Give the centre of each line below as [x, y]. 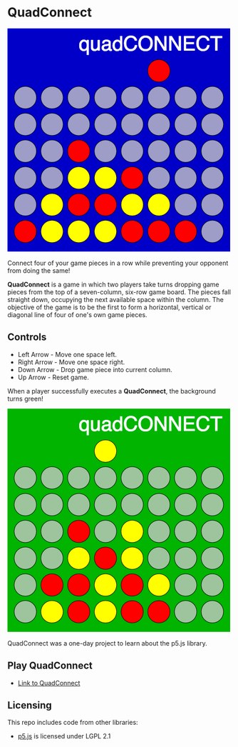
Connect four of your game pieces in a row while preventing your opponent [118, 263]
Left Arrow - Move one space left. [67, 354]
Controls [27, 337]
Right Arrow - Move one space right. [71, 362]
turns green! [26, 398]
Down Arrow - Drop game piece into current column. [95, 369]
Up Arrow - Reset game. [53, 377]
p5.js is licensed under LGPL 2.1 [64, 736]
